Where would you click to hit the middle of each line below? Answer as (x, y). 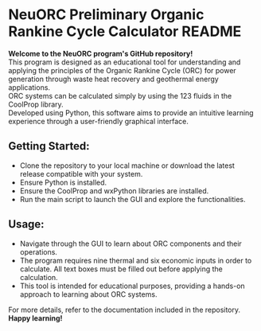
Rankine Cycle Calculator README (125, 31)
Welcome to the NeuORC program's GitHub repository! (101, 53)
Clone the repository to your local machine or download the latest (127, 165)
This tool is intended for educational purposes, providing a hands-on (132, 286)
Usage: (27, 224)
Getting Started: (49, 146)
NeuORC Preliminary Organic (106, 15)
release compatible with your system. (81, 173)
